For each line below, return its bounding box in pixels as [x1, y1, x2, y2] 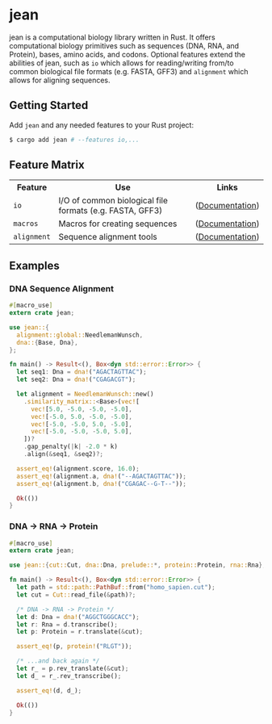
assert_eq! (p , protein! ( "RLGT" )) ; [16, 642, 132, 651]
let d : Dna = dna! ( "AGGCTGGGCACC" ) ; [16, 613, 140, 621]
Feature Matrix [9, 158, 85, 172]
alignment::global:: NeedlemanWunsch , [16, 331, 144, 339]
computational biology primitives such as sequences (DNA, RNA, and [9, 40, 240, 50]
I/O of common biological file [58, 195, 169, 207]
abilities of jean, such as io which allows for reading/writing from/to [9, 58, 234, 68]
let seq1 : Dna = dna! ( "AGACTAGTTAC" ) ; [16, 368, 148, 376]
